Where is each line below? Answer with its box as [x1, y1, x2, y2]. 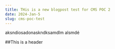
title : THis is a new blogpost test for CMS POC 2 [5, 7, 111, 12]
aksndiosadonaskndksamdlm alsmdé [5, 30, 80, 36]
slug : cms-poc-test [5, 16, 45, 21]
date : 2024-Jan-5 [5, 12, 41, 17]
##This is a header [5, 39, 43, 45]
